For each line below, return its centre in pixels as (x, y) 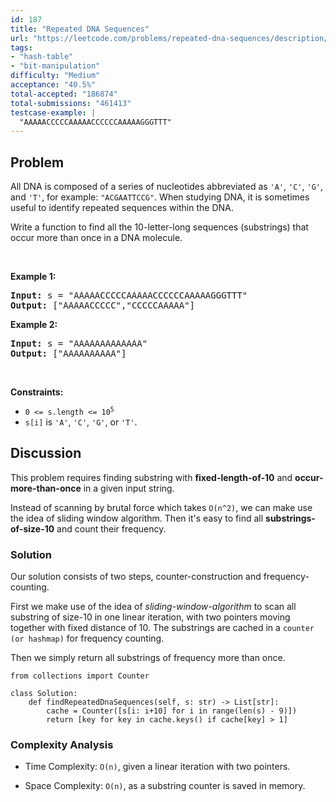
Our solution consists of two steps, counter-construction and (136, 577)
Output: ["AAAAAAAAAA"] (68, 354)
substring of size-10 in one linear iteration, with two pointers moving (150, 617)
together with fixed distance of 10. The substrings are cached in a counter (162, 628)
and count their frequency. (111, 528)
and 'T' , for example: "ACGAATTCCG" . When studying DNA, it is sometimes (160, 197)
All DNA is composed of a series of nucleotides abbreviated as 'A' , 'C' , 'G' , (167, 187)
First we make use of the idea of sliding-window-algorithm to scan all (153, 607)
